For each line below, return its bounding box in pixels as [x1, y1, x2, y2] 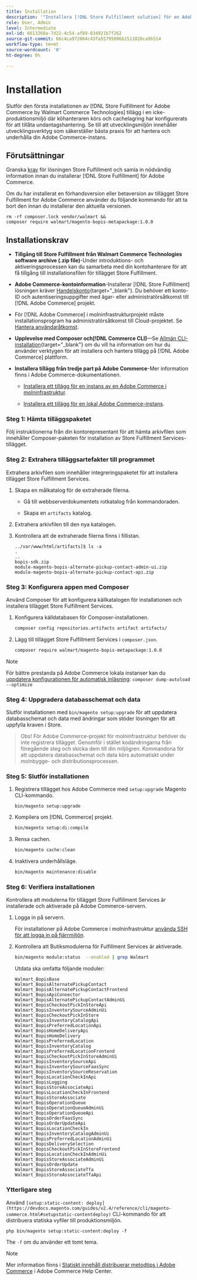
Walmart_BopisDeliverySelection [14, 1141, 94, 1147]
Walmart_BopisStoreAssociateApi [14, 1085, 94, 1091]
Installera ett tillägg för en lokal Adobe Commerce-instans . [23, 401, 165, 408]
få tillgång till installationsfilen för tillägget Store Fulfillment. [14, 269, 157, 276]
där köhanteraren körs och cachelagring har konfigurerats [47, 115, 188, 122]
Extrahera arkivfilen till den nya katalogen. [14, 521, 117, 528]
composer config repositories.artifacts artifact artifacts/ [14, 625, 168, 631]
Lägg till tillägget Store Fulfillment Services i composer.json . [14, 636, 158, 643]
